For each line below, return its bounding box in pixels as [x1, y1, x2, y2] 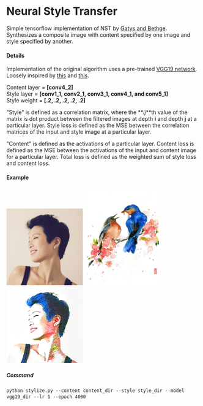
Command [6, 371, 34, 378]
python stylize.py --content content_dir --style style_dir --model [6, 388, 185, 394]
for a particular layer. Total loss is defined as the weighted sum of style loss [6, 153, 197, 161]
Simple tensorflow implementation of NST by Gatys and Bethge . [6, 25, 168, 32]
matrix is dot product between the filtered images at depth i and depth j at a [6, 115, 197, 123]
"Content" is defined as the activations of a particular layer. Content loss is [6, 140, 194, 148]
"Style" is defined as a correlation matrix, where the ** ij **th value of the [6, 109, 188, 116]
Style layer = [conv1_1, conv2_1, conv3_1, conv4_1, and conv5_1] [6, 90, 168, 98]
